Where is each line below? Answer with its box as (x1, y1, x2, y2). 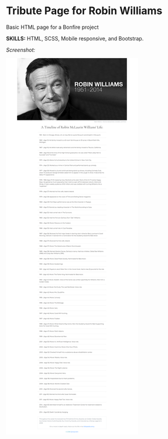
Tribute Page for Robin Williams (6, 4, 163, 18)
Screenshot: (6, 46, 36, 53)
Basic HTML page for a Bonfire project (6, 24, 99, 31)
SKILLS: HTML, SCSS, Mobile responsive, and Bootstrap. (6, 35, 144, 42)
